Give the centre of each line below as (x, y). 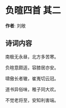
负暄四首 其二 (33, 10)
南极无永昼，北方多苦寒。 (32, 56)
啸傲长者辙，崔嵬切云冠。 (32, 78)
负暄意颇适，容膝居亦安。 (32, 68)
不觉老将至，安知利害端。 (32, 100)
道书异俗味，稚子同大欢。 (32, 89)
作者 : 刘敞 (15, 26)
